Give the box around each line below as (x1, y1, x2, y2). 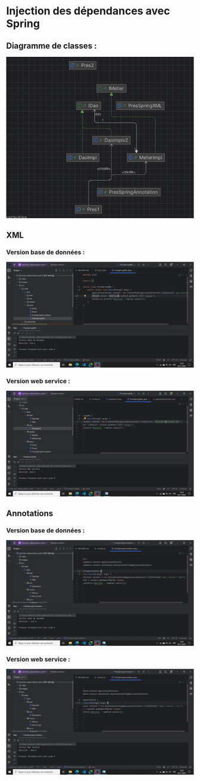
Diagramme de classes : (6, 41, 97, 51)
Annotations (6, 508, 54, 518)
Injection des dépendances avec (6, 4, 170, 18)
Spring (6, 17, 40, 30)
